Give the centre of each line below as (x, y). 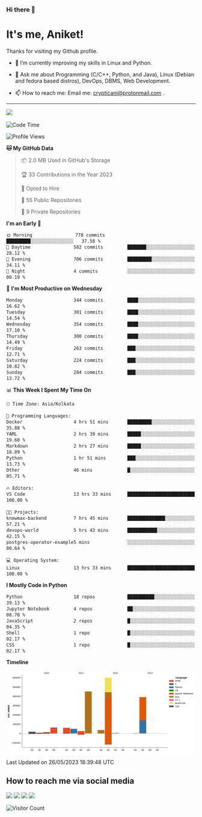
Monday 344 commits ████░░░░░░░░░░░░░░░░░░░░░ (101, 300)
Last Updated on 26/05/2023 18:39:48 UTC (60, 762)
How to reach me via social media (70, 781)
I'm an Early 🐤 (24, 223)
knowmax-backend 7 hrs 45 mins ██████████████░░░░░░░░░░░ (101, 518)
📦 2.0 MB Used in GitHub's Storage (66, 160)
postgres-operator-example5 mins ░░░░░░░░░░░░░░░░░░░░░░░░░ (101, 542)
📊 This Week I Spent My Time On (49, 390)
